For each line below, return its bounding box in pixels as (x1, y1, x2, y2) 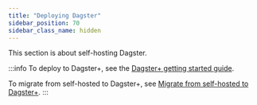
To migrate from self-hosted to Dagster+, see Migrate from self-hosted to (8, 79, 249, 88)
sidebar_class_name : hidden (8, 26, 102, 34)
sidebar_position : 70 (8, 19, 80, 27)
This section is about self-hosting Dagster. (8, 49, 147, 58)
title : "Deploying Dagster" (8, 11, 102, 20)
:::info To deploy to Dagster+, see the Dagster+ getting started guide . (8, 64, 235, 73)
